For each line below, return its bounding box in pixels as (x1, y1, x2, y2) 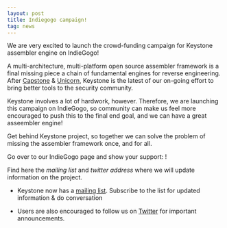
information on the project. (7, 173, 82, 181)
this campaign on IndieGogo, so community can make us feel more (7, 104, 197, 113)
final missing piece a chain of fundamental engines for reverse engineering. (7, 69, 221, 77)
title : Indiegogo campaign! (7, 16, 88, 23)
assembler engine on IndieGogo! (7, 49, 99, 57)
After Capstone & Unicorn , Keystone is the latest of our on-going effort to (7, 77, 214, 85)
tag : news (7, 23, 36, 29)
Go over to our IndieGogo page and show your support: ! (7, 153, 167, 161)
